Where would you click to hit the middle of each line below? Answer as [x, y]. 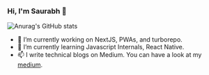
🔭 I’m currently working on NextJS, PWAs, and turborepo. [100, 40]
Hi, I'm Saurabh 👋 [37, 11]
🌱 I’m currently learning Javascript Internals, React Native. [101, 47]
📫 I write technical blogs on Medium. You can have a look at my [109, 55]
